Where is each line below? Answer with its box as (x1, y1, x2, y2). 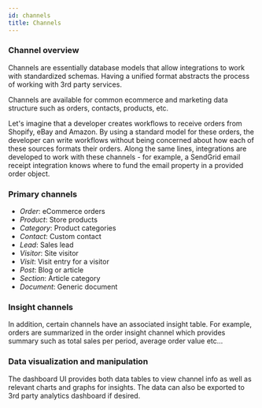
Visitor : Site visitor (19, 249, 79, 258)
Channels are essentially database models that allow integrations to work (8, 62, 245, 72)
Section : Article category (19, 274, 101, 283)
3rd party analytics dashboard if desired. (8, 391, 141, 400)
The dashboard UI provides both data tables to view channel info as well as (8, 374, 252, 384)
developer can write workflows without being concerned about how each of (8, 135, 254, 144)
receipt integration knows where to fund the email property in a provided (8, 160, 244, 170)
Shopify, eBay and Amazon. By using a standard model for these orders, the (8, 127, 254, 137)
